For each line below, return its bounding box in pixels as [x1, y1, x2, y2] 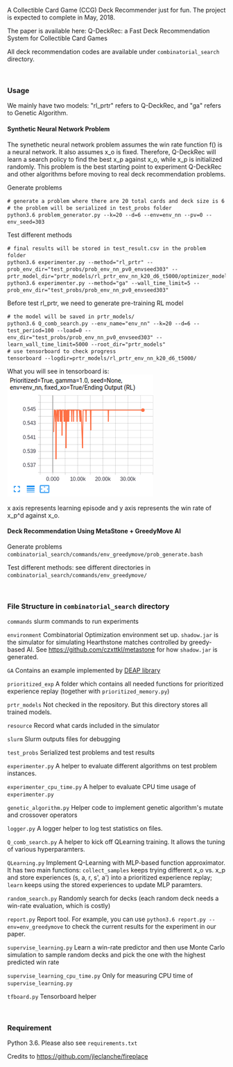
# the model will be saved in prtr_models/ [7, 313, 135, 320]
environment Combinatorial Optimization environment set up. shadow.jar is [7, 631, 219, 638]
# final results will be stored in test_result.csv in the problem [7, 245, 207, 252]
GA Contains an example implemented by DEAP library [7, 666, 161, 675]
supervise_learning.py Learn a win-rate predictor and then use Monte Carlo [7, 943, 225, 951]
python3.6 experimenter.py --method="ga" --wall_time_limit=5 [7, 279, 191, 287]
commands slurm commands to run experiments [7, 618, 139, 625]
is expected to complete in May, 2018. [7, 13, 116, 22]
